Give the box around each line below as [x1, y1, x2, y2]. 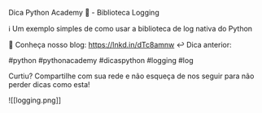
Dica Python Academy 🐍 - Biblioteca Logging [8, 8, 160, 17]
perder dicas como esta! [8, 80, 91, 89]
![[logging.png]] [8, 95, 62, 105]
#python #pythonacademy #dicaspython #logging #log [8, 56, 194, 65]
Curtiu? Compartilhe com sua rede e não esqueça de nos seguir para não [8, 71, 255, 81]
